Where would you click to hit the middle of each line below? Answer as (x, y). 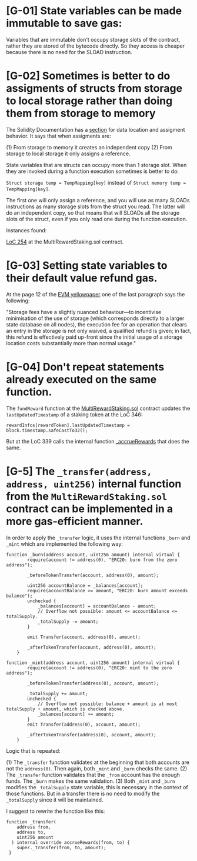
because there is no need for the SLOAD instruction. (69, 52)
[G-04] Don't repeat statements (85, 367)
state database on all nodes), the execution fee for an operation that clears (96, 324)
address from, (34, 827)
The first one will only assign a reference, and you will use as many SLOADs (98, 200)
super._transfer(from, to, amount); (62, 847)
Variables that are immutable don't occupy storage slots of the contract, (93, 39)
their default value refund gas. (82, 278)
